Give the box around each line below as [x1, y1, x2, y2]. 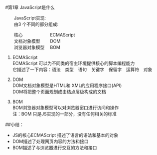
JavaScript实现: [13, 15, 46, 21]
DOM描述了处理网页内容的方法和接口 [12, 138, 89, 144]
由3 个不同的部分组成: [13, 21, 59, 27]
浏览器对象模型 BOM [13, 44, 61, 50]
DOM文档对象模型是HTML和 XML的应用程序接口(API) [12, 82, 122, 88]
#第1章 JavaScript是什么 [5, 4, 55, 10]
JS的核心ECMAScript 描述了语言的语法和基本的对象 [12, 132, 119, 138]
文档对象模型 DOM [13, 38, 61, 44]
